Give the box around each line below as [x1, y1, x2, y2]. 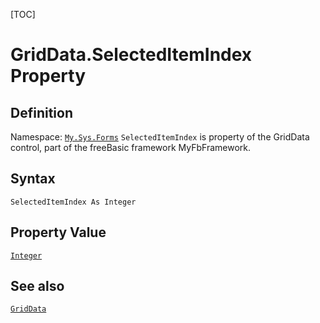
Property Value [10, 224, 107, 241]
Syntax [10, 170, 56, 188]
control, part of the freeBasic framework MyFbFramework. [10, 142, 252, 153]
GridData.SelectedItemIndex [10, 44, 253, 66]
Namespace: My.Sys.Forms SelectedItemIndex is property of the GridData [10, 131, 310, 143]
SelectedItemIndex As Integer [10, 197, 137, 207]
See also [10, 278, 65, 295]
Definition [10, 104, 73, 121]
